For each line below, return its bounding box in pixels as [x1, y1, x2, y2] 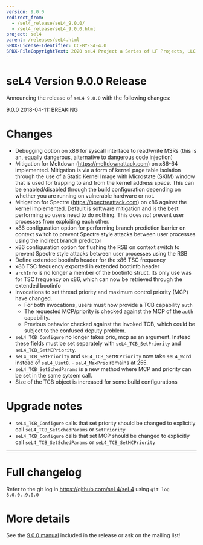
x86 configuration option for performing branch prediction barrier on [14, 224, 186, 231]
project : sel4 [6, 31, 42, 37]
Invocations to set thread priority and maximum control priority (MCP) [14, 288, 189, 295]
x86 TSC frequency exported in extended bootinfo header [14, 262, 160, 269]
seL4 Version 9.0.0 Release [6, 74, 147, 88]
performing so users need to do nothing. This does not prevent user [14, 211, 184, 218]
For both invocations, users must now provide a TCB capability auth [24, 301, 193, 308]
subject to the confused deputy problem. [24, 327, 126, 334]
